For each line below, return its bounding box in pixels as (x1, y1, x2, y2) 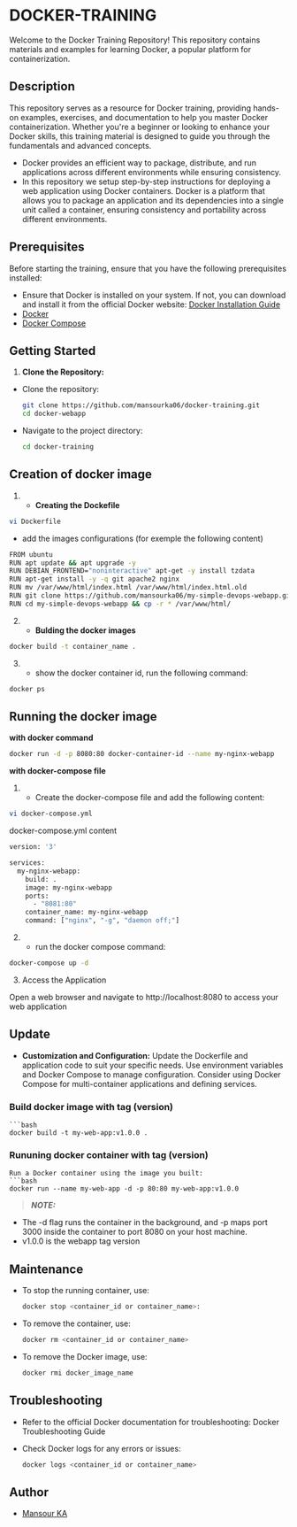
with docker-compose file (9, 766, 106, 776)
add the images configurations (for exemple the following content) (21, 533, 263, 544)
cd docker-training (21, 443, 95, 451)
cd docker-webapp (21, 409, 87, 419)
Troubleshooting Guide (21, 1426, 106, 1437)
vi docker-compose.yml (9, 809, 93, 819)
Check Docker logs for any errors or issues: (21, 1443, 181, 1454)
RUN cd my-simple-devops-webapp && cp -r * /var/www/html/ (9, 599, 232, 608)
